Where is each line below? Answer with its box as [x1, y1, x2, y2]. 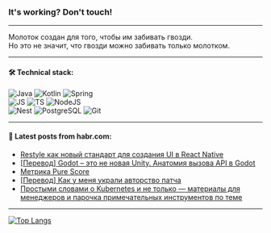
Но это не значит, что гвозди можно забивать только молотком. [8, 41, 231, 51]
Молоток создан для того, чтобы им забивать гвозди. [8, 32, 194, 42]
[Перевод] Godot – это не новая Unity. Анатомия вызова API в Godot [19, 158, 256, 168]
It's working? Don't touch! [8, 6, 113, 18]
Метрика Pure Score [19, 166, 90, 176]
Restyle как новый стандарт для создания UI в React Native [19, 149, 224, 159]
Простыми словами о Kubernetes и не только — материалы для [19, 184, 240, 193]
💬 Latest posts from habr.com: [8, 131, 112, 141]
